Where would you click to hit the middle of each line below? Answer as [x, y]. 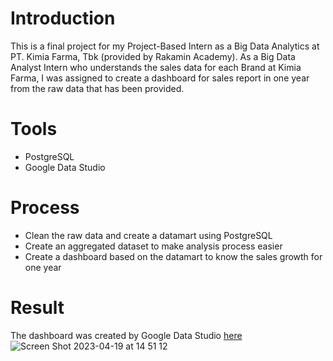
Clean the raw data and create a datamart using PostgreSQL [148, 235]
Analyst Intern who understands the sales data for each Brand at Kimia [156, 67]
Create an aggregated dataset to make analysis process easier [153, 246]
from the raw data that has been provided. [97, 88]
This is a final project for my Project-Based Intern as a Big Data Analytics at [165, 46]
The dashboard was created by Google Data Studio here [126, 335]
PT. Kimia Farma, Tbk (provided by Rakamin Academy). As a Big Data [153, 56]
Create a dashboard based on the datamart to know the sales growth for [173, 256]
